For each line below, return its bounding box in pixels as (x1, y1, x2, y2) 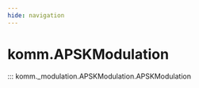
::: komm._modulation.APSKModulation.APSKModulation (7, 71, 192, 81)
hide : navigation (7, 11, 65, 20)
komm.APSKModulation (7, 45, 170, 63)
